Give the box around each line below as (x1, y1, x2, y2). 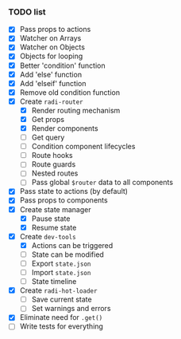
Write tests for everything (19, 321, 103, 331)
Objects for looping (19, 51, 83, 61)
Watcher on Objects (19, 42, 86, 52)
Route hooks (31, 151, 73, 160)
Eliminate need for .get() (19, 313, 103, 322)
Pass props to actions (19, 25, 91, 34)
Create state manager (19, 204, 91, 214)
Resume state (31, 223, 77, 232)
